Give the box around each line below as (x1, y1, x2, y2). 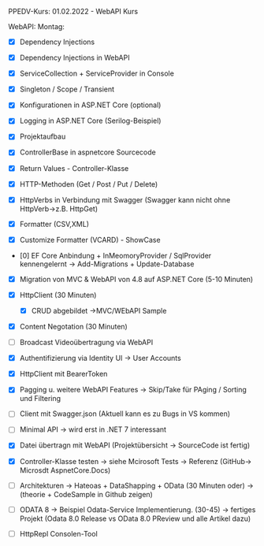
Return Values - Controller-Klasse (19, 163, 129, 173)
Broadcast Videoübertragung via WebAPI (19, 338, 154, 347)
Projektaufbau (19, 132, 66, 141)
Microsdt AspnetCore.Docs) (19, 465, 111, 475)
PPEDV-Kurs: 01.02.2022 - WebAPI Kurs (8, 7, 139, 16)
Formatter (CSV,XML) (19, 219, 89, 228)
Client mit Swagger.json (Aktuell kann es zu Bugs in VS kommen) (19, 409, 231, 418)
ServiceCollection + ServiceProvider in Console (19, 69, 175, 78)
